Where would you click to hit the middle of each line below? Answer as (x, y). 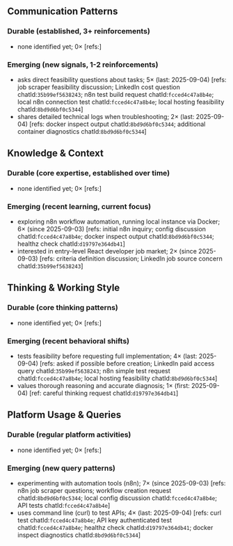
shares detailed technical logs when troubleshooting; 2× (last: (106, 116)
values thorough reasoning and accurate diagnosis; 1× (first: (103, 385)
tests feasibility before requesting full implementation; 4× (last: (107, 356)
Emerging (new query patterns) (62, 468)
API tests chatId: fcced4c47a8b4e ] (64, 505)
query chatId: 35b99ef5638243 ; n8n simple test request (94, 370)
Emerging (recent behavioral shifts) (69, 341)
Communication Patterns (63, 11)
